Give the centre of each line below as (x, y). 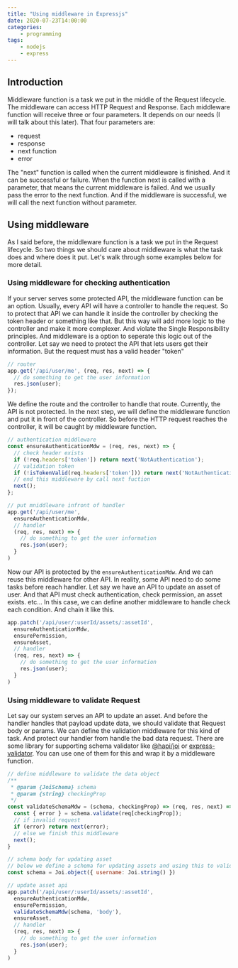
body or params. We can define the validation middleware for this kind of (114, 730)
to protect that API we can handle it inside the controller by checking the (113, 313)
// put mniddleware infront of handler (66, 506)
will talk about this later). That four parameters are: (81, 122)
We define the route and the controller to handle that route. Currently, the (114, 404)
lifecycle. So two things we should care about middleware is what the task (115, 249)
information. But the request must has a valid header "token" (96, 351)
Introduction (35, 82)
